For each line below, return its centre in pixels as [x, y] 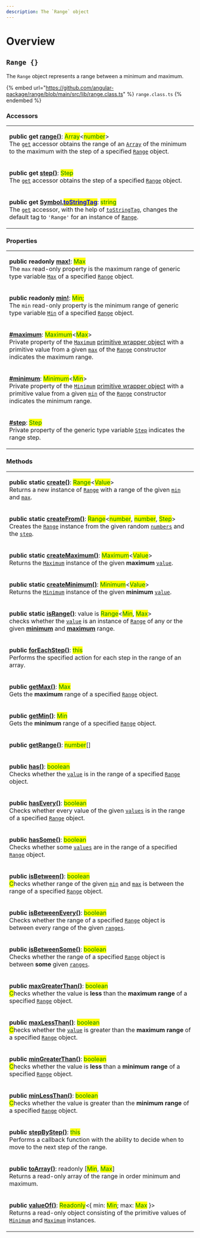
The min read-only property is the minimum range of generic [94, 306]
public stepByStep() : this [45, 1132]
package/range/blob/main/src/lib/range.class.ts [65, 94]
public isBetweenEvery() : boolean [58, 913]
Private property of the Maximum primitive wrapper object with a [96, 342]
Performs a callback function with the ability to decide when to [97, 1140]
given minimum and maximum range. [62, 629]
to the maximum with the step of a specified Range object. [89, 151]
